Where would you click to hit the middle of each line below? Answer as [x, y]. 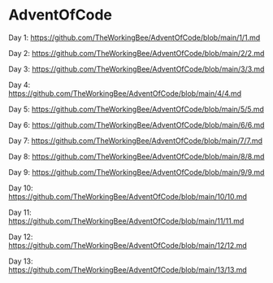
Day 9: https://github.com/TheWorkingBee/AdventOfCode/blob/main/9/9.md [136, 172]
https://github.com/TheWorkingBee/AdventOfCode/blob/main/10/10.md [128, 196]
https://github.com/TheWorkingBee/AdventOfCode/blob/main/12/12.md [128, 245]
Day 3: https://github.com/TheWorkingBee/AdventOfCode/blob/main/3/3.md [136, 69]
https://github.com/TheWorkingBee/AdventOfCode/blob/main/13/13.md [128, 269]
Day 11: [20, 212]
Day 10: [21, 188]
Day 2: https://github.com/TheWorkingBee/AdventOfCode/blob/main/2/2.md [136, 53]
